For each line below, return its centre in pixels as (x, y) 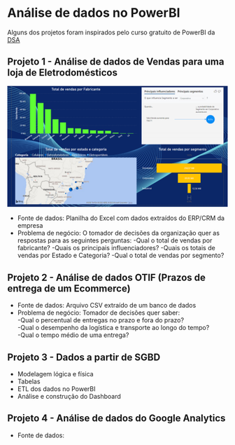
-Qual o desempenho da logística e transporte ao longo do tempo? (113, 328)
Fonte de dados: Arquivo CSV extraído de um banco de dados (107, 306)
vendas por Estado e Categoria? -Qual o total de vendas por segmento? (121, 255)
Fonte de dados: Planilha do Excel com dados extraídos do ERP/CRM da (121, 218)
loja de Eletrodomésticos (62, 73)
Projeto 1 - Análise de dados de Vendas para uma (116, 62)
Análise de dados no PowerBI (94, 13)
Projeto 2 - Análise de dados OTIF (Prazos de (107, 277)
